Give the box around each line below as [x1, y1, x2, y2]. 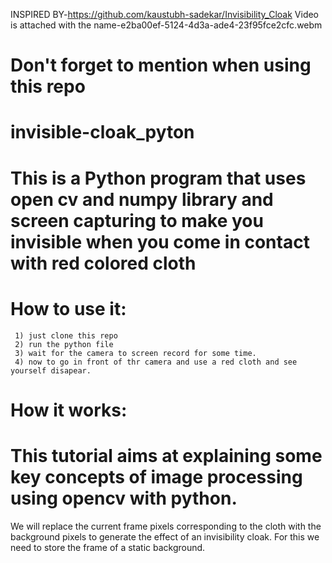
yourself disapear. [10, 365, 92, 376]
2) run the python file [14, 339, 114, 349]
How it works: [10, 399, 128, 421]
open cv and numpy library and [10, 188, 274, 211]
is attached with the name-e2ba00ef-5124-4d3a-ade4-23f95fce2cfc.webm [10, 19, 323, 31]
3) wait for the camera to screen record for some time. [14, 348, 257, 358]
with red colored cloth [10, 252, 197, 274]
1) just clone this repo [14, 330, 118, 341]
